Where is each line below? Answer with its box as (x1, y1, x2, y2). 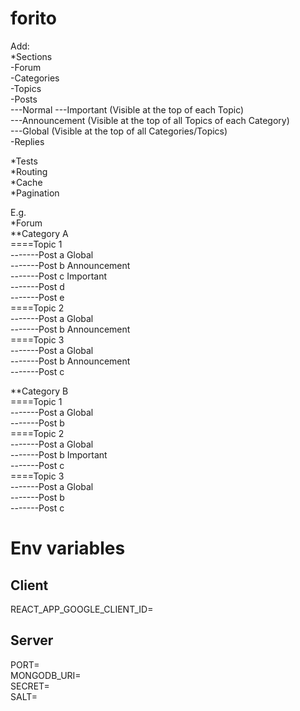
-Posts (10, 93, 38, 105)
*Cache (10, 176, 43, 188)
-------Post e (10, 291, 65, 303)
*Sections (10, 50, 53, 62)
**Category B (10, 385, 69, 397)
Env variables (10, 537, 126, 560)
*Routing (10, 165, 48, 177)
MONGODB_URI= (10, 669, 82, 681)
